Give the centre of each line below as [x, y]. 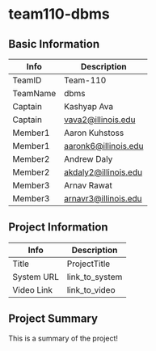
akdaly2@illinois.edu [103, 172]
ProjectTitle [89, 264]
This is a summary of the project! [63, 338]
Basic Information [54, 44]
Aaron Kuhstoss [94, 133]
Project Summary [53, 319]
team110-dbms [59, 14]
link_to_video [91, 290]
